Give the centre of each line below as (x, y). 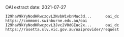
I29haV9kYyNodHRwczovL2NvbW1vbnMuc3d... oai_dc (62, 16)
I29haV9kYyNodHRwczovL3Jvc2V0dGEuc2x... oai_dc (62, 25)
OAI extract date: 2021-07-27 (36, 7)
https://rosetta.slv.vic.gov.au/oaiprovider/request (62, 29)
